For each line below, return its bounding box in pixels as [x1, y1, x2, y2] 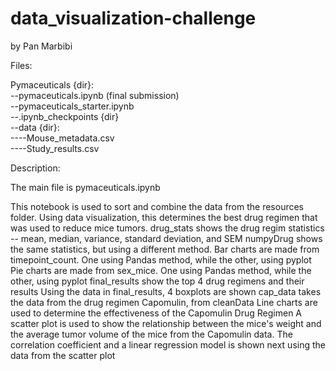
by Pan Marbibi [10, 40, 73, 52]
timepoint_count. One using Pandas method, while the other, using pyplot [10, 253, 312, 266]
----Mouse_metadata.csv [10, 132, 115, 144]
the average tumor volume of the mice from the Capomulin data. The [10, 328, 293, 340]
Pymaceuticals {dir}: [10, 78, 95, 91]
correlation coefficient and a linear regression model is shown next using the [10, 338, 326, 351]
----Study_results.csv [10, 142, 100, 154]
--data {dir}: [10, 121, 60, 133]
